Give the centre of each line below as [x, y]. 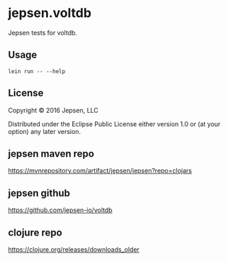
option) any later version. [44, 131]
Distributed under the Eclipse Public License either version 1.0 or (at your [114, 124]
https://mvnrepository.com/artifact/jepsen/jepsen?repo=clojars [100, 171]
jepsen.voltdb [50, 13]
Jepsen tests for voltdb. [42, 33]
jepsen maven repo [51, 154]
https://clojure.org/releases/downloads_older [74, 249]
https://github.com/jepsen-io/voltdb [60, 210]
